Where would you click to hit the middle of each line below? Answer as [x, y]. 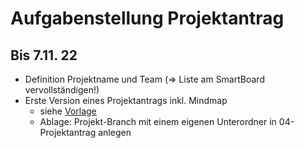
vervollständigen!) [62, 90]
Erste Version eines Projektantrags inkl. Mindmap [126, 100]
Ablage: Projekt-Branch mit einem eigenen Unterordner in [158, 121]
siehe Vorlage [68, 111]
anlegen [115, 132]
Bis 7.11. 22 [44, 55]
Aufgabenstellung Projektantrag [147, 18]
